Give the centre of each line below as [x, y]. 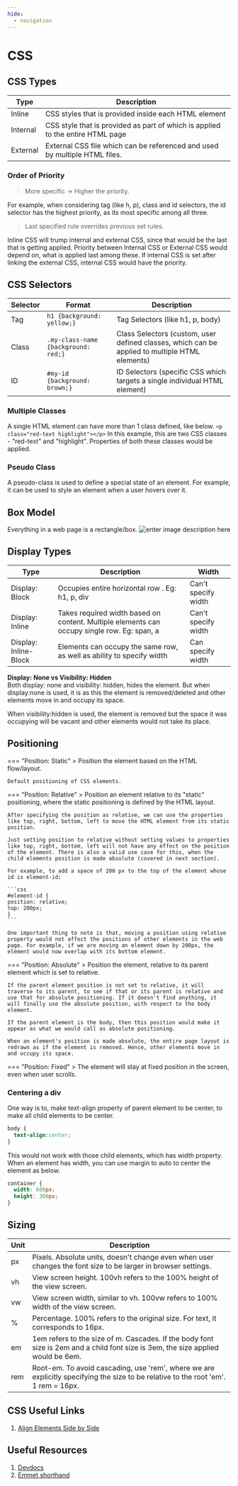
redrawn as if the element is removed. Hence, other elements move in [114, 1047]
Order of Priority [36, 176]
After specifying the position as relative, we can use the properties [115, 815]
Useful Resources [47, 1450]
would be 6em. [57, 1356]
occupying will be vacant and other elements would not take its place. [109, 721]
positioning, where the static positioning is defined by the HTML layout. [111, 802]
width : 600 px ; [34, 1190]
